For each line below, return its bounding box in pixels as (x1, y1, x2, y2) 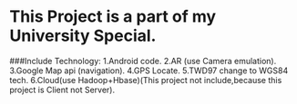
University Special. (9, 25, 157, 46)
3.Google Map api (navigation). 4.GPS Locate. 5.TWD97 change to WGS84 (9, 65, 289, 76)
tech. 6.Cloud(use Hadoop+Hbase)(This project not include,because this (9, 74, 282, 85)
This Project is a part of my (9, 6, 217, 27)
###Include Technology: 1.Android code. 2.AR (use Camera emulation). (9, 55, 277, 66)
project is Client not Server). (9, 84, 116, 95)
